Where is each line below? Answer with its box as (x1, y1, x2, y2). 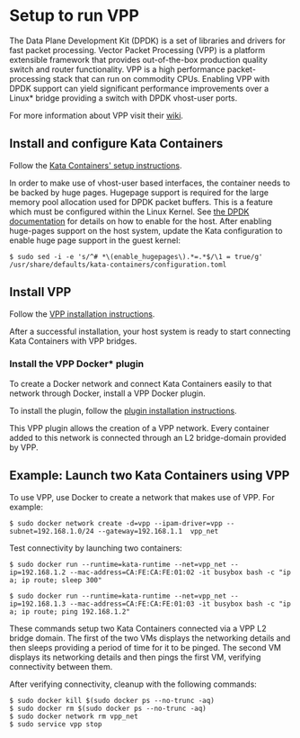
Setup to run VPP (9, 5, 139, 26)
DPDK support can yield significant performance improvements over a (9, 83, 269, 94)
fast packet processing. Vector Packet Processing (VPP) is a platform (9, 44, 266, 55)
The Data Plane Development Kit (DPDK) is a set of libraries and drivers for (9, 35, 286, 46)
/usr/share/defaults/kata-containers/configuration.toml (9, 260, 227, 269)
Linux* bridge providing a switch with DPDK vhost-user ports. (9, 92, 238, 103)
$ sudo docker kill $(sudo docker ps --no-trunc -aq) (9, 696, 216, 705)
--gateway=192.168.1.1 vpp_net (97, 526, 219, 535)
